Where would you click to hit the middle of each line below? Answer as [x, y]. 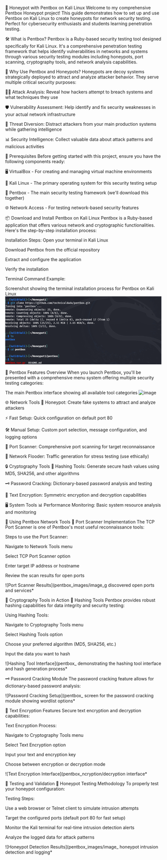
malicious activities [25, 146]
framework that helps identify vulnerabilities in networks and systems [77, 51]
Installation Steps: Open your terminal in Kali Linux [57, 240]
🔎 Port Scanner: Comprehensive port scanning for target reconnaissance [80, 447]
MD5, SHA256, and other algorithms [42, 474]
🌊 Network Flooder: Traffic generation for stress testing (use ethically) [77, 456]
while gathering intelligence [34, 129]
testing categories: [24, 383]
